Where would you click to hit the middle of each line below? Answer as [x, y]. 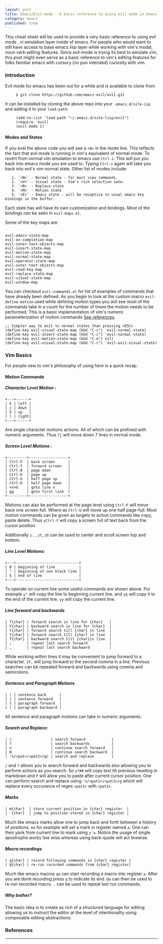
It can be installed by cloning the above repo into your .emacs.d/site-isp [78, 104]
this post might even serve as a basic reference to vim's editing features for [81, 58]
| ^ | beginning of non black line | [43, 571]
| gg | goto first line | [38, 492]
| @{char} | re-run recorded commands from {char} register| [68, 865]
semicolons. [17, 672]
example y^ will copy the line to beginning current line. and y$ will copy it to [80, 594]
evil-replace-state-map [29, 274]
